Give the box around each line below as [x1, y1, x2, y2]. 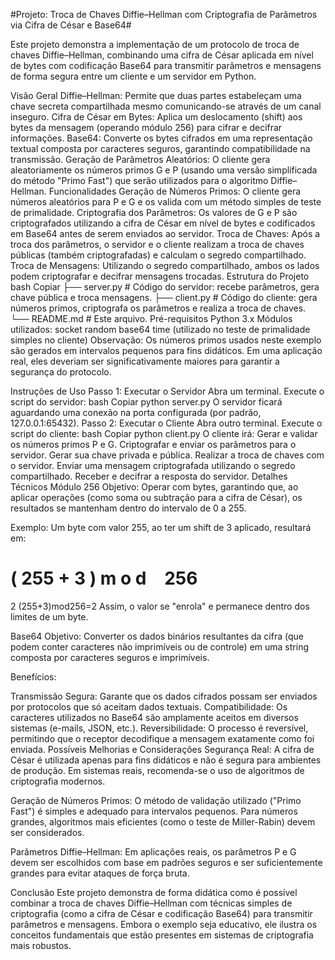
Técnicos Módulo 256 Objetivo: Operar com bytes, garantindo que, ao [10, 481, 299, 493]
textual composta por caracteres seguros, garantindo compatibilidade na [10, 143, 311, 154]
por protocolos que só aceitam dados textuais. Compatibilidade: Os [10, 700, 288, 713]
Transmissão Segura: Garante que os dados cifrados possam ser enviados [10, 690, 318, 702]
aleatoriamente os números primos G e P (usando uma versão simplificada [10, 164, 318, 176]
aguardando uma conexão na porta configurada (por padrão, [10, 407, 262, 418]
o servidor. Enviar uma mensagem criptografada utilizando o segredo [10, 460, 296, 471]
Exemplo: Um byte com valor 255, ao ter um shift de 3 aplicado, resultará [10, 522, 312, 533]
